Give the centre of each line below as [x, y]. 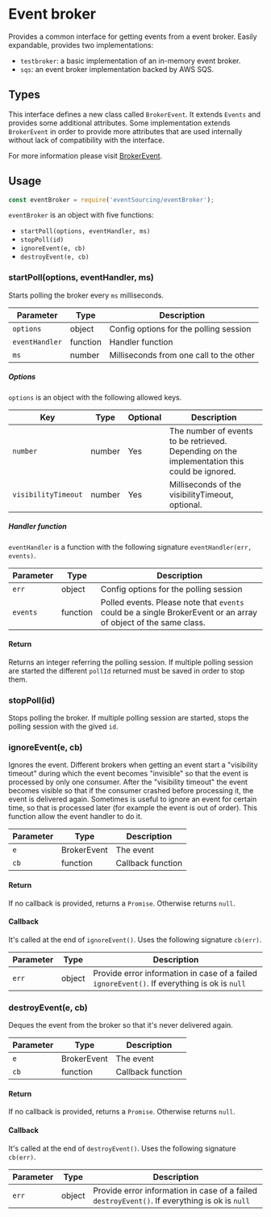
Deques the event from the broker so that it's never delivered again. [121, 1025]
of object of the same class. [153, 622]
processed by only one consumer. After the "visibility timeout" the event [128, 782]
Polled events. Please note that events [172, 602]
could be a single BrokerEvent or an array [179, 612]
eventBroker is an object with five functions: [81, 215]
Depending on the [203, 451]
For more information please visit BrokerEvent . [85, 155]
